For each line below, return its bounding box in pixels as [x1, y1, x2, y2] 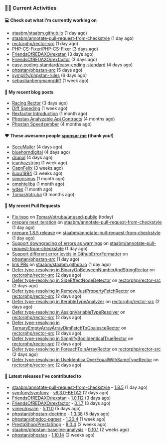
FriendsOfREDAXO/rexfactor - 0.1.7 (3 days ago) [11, 400, 111, 406]
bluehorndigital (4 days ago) [11, 149, 70, 155]
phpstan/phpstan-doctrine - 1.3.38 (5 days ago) [11, 411, 110, 417]
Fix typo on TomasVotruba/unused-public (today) [11, 214, 114, 220]
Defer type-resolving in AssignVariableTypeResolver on [11, 309, 126, 315]
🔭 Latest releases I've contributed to [4, 373, 81, 379]
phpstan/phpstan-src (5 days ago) [11, 67, 83, 73]
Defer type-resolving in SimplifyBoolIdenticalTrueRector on [11, 335, 134, 341]
